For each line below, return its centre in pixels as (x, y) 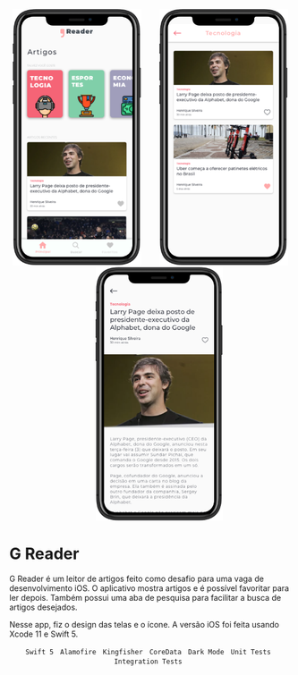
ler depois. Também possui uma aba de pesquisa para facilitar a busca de (145, 598)
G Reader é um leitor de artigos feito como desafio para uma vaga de (136, 579)
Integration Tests (148, 662)
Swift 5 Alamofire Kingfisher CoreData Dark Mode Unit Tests (148, 653)
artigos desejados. (43, 607)
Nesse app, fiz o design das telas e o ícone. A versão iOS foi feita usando (145, 625)
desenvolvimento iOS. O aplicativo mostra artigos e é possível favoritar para (149, 588)
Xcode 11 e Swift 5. (44, 634)
